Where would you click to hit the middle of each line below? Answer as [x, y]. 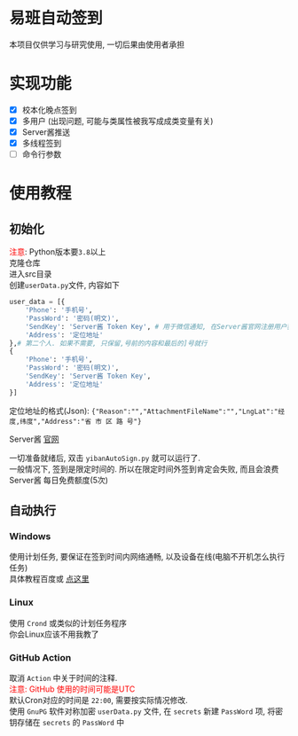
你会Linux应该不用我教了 [54, 634]
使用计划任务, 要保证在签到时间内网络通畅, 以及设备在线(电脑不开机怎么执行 [147, 557]
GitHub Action [40, 657]
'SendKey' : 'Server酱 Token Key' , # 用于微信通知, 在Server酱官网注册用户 [156, 326]
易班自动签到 [56, 18]
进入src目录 [31, 274]
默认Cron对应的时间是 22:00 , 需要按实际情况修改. [98, 700]
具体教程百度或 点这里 [49, 579]
